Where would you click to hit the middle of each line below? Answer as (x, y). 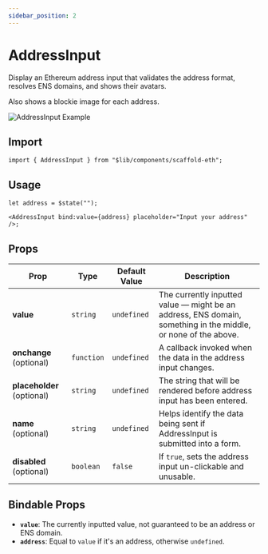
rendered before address (205, 391)
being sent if (182, 423)
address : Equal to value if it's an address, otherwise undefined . (122, 541)
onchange (32, 353)
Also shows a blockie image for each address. (84, 102)
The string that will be (199, 381)
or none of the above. (199, 335)
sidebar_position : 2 (43, 16)
